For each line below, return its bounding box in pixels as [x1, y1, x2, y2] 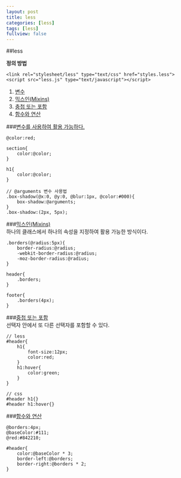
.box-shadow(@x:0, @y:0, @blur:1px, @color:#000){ [6, 194, 135, 200]
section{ [6, 146, 28, 152]
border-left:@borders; [17, 456, 73, 462]
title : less [6, 14, 36, 20]
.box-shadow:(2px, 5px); [6, 210, 68, 216]
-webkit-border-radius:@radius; [17, 250, 97, 257]
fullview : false [6, 31, 47, 37]
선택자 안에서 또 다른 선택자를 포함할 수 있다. [6, 321, 110, 329]
